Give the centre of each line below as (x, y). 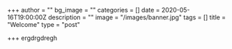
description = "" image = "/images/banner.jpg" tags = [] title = (137, 17)
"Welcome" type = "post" (44, 24)
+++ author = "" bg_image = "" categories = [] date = (84, 10)
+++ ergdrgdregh (32, 38)
